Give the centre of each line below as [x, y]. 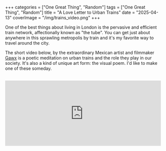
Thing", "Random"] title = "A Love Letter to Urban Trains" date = [70, 12]
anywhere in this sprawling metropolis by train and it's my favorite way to [80, 38]
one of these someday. [28, 68]
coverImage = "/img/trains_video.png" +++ [56, 18]
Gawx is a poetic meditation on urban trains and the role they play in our [79, 58]
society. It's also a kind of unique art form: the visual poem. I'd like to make [81, 63]
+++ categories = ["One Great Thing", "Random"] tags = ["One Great [75, 7]
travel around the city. [27, 43]
